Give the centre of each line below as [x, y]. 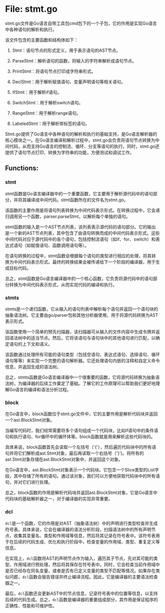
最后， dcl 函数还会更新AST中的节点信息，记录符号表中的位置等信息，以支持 [82, 593]
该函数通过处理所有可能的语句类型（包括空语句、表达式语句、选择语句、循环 [82, 354]
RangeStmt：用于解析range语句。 [46, 113]
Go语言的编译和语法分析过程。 [40, 389]
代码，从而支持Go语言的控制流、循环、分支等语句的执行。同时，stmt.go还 [84, 146]
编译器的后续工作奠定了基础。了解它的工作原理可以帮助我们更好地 [89, 383]
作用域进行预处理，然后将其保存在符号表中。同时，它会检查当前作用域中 [87, 564]
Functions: [22, 168]
